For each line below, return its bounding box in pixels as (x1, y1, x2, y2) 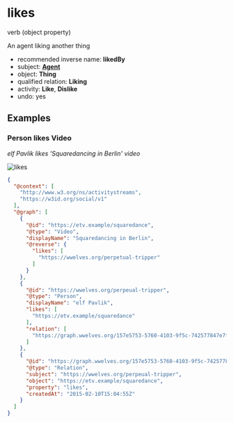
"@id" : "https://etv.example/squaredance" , (25, 221, 155, 228)
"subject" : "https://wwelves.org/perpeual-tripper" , (25, 371, 182, 378)
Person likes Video (7, 133, 72, 143)
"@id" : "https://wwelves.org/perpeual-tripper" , (25, 286, 170, 294)
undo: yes (17, 92, 47, 101)
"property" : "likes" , (25, 384, 89, 391)
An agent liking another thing (7, 41, 91, 50)
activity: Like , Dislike (17, 84, 78, 93)
